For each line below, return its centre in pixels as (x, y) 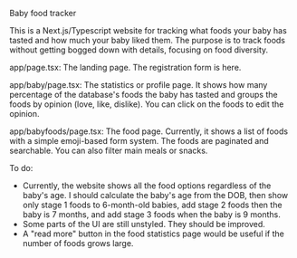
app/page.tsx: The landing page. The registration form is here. (125, 67)
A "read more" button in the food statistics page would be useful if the (153, 234)
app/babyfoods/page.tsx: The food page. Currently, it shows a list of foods (148, 131)
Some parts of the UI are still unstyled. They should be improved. (144, 224)
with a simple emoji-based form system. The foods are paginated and (139, 141)
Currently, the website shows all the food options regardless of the (147, 186)
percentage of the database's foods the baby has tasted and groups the (144, 95)
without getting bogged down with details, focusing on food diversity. (139, 50)
